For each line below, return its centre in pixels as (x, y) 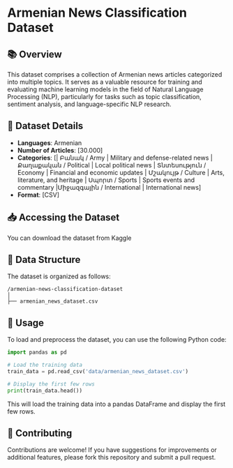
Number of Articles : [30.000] (60, 150)
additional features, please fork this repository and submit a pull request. (112, 458)
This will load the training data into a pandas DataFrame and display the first (116, 404)
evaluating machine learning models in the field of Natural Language (105, 89)
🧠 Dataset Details (45, 126)
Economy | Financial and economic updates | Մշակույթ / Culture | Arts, (121, 172)
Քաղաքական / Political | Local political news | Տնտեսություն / (112, 165)
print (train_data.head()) (45, 391)
